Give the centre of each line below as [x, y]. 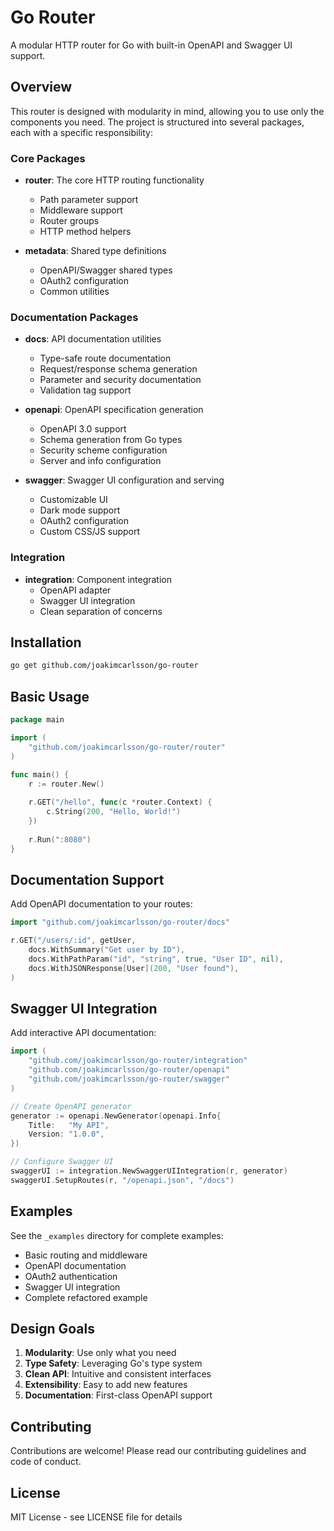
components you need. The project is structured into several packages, [157, 122]
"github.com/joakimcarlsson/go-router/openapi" [129, 1070]
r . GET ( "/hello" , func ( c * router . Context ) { [120, 802]
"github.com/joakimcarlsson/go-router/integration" [138, 1061]
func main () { [40, 774]
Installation [46, 642]
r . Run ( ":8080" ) [60, 839]
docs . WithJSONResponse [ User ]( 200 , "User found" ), [134, 968]
